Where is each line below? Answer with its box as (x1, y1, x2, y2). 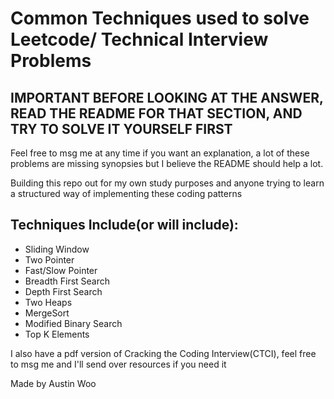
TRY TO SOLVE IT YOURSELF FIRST (10, 120, 233, 137)
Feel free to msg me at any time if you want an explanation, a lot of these (10, 147, 310, 159)
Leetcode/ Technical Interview (10, 28, 269, 51)
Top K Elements (24, 328, 90, 340)
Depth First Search (24, 285, 103, 297)
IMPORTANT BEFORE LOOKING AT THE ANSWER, (10, 89, 324, 106)
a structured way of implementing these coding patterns (10, 188, 243, 199)
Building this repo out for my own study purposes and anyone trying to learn (10, 177, 325, 189)
